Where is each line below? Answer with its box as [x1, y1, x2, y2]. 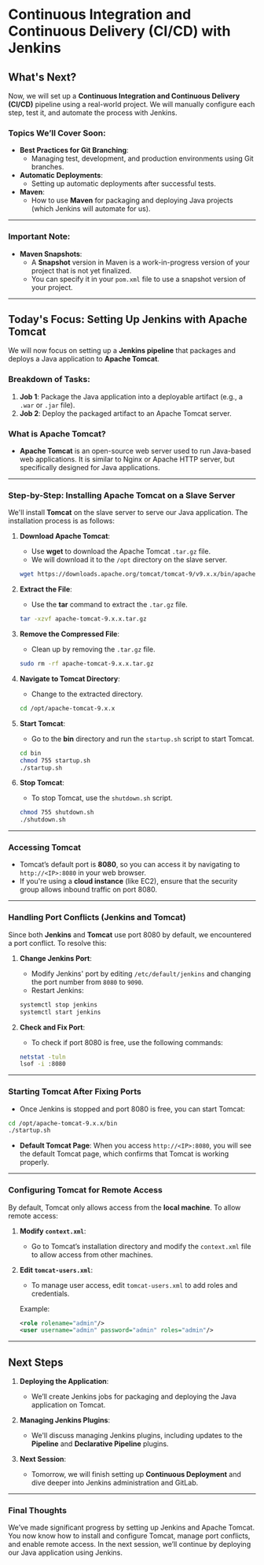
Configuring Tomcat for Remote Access [8, 1185, 163, 1196]
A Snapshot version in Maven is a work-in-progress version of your [31, 258, 250, 267]
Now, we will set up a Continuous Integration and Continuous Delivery [8, 91, 240, 100]
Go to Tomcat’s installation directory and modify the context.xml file [31, 1241, 251, 1251]
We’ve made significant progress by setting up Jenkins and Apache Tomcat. [8, 1522, 255, 1533]
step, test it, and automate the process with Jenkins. [8, 108, 178, 117]
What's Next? [8, 70, 77, 83]
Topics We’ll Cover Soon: [8, 128, 106, 139]
